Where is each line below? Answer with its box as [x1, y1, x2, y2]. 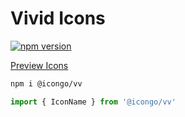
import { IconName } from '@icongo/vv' [10, 97, 177, 107]
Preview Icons [10, 59, 69, 71]
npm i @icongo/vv [10, 78, 83, 89]
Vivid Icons [10, 7, 106, 30]
